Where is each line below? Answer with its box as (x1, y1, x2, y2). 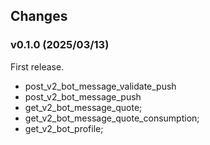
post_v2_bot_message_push (24, 90, 142, 103)
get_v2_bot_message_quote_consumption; (24, 112, 200, 124)
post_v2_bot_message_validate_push (24, 80, 177, 92)
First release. (10, 60, 65, 73)
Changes (10, 8, 68, 25)
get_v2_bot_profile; (24, 122, 104, 134)
